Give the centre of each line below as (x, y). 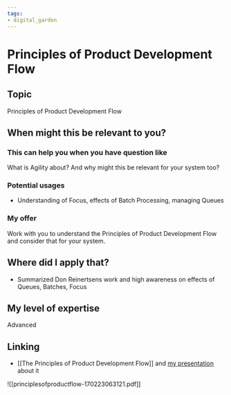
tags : (15, 13)
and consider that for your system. (56, 241)
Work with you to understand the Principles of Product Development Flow (112, 233)
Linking (24, 347)
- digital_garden (32, 20)
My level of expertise (54, 308)
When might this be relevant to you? (87, 132)
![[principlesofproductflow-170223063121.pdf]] (74, 384)
